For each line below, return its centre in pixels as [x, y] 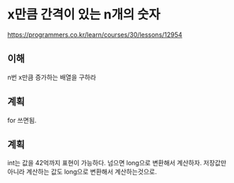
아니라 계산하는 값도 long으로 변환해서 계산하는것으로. [82, 172]
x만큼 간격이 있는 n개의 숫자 [84, 15]
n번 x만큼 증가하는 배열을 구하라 [52, 77]
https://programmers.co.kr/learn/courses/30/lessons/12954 [95, 34]
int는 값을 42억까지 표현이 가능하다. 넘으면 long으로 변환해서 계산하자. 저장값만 [117, 163]
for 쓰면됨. [22, 120]
